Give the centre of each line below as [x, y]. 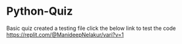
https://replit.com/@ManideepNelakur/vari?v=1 [65, 34]
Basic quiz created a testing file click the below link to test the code [91, 28]
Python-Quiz [40, 11]
